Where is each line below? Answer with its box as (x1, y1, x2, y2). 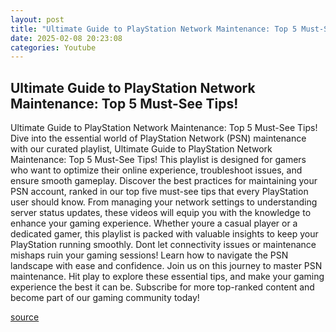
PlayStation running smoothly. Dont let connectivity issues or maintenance (10, 239, 317, 251)
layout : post (10, 14, 65, 25)
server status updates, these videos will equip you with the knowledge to (10, 207, 312, 219)
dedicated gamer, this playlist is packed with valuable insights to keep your (10, 228, 319, 240)
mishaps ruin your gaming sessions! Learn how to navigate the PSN (10, 249, 289, 261)
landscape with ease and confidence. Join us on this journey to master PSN (10, 260, 323, 272)
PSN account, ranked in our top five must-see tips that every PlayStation (10, 186, 309, 198)
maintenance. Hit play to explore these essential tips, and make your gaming (10, 271, 325, 283)
